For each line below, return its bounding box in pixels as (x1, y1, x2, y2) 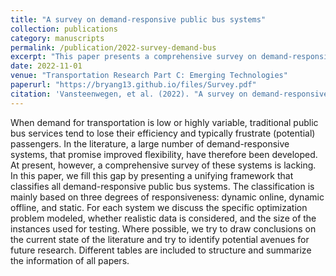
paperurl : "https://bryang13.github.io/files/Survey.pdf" (10, 80, 257, 90)
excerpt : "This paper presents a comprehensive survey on (10, 52, 257, 62)
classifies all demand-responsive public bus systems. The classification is (10, 180, 315, 192)
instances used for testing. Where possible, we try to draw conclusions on (10, 222, 317, 235)
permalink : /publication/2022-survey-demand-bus (10, 42, 217, 53)
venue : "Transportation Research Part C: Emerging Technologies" (10, 71, 288, 81)
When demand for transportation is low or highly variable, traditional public (10, 116, 319, 128)
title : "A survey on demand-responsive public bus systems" (10, 14, 267, 25)
